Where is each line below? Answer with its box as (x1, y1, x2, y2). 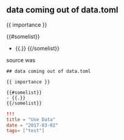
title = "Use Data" (6, 116, 56, 122)
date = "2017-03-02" (6, 122, 59, 128)
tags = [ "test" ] (6, 128, 45, 134)
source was (6, 56, 35, 63)
